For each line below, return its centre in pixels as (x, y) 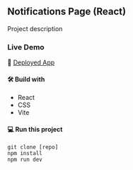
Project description (35, 28)
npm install (25, 153)
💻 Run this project (35, 129)
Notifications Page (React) (66, 12)
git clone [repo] (33, 147)
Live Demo (26, 47)
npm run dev (25, 159)
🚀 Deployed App (31, 62)
